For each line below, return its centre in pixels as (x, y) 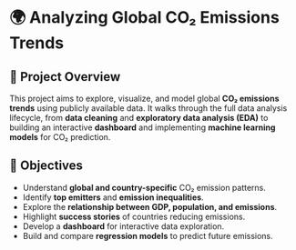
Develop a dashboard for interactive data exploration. (123, 226)
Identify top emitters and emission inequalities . (113, 197)
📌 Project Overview (65, 77)
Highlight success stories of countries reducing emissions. (134, 216)
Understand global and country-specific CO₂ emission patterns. (144, 187)
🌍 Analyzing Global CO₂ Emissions (144, 18)
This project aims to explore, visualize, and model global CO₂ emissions (144, 98)
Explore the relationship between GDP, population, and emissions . (150, 206)
